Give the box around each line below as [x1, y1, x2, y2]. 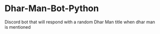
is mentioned [4, 24, 31, 30]
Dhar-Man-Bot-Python [4, 3, 99, 14]
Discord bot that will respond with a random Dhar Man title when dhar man [4, 19, 156, 25]
